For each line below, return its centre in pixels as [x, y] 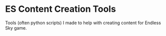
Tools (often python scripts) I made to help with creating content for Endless [83, 23]
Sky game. [16, 28]
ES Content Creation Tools [61, 9]
